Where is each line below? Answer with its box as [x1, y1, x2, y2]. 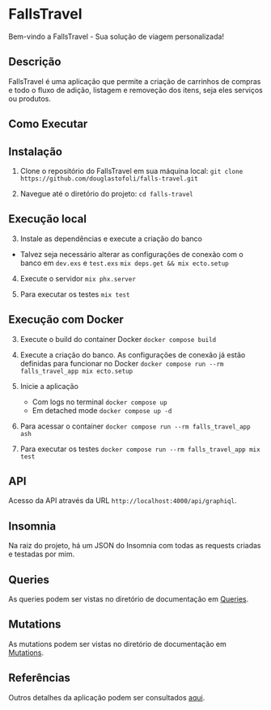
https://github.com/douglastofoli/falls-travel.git [19, 175, 198, 183]
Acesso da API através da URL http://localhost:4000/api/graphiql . [8, 496, 237, 505]
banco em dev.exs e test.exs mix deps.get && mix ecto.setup [19, 258, 229, 268]
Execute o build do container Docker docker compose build [19, 334, 217, 344]
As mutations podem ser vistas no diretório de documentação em [8, 639, 227, 649]
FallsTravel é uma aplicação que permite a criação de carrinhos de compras [8, 76, 261, 86]
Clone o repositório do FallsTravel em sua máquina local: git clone [19, 166, 243, 175]
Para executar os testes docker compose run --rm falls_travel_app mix [19, 444, 260, 454]
